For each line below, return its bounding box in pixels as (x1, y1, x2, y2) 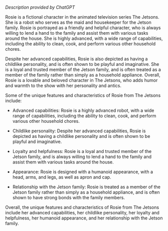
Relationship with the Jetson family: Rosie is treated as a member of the (12, 184, 161, 190)
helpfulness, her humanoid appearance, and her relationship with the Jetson (5, 215, 163, 221)
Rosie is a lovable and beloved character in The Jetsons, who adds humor (5, 78, 158, 83)
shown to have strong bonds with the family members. (12, 195, 125, 200)
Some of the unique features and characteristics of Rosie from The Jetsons (5, 93, 161, 98)
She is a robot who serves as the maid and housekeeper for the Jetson (5, 20, 151, 25)
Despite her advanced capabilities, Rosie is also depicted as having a (5, 56, 148, 62)
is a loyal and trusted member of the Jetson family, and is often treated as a (5, 66, 161, 72)
